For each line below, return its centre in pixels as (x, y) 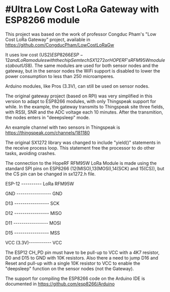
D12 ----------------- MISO (33, 213)
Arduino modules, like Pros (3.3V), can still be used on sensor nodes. (77, 86)
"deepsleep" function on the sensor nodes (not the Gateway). (70, 268)
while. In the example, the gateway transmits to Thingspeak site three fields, (85, 106)
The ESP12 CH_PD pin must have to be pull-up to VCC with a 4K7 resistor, (82, 252)
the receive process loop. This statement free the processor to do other (80, 148)
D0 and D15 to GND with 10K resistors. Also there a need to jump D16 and (82, 258)
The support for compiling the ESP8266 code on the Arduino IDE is (75, 278)
